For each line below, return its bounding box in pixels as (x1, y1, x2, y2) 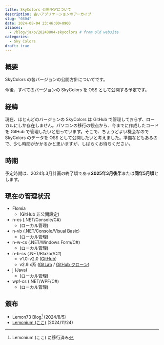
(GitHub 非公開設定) (19, 211, 60, 217)
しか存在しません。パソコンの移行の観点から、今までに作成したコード (18, 122, 159, 128)
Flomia (12, 205, 26, 211)
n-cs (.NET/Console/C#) (12, 217, 61, 223)
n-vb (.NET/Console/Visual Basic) (12, 228, 80, 234)
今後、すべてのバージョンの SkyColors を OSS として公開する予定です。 (5, 87, 150, 93)
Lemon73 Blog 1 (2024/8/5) (12, 313, 66, 320)
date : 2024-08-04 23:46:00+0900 (5, 20, 71, 26)
